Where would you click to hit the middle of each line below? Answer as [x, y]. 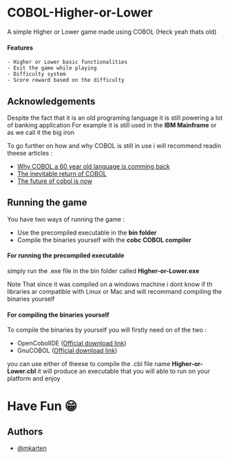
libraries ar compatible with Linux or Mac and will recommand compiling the [115, 291]
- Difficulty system [37, 74]
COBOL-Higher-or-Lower [80, 13]
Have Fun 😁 [42, 406]
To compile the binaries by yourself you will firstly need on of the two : [107, 330]
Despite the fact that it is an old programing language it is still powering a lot [115, 118]
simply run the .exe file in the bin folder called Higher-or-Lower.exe [103, 270]
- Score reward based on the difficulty [66, 81]
